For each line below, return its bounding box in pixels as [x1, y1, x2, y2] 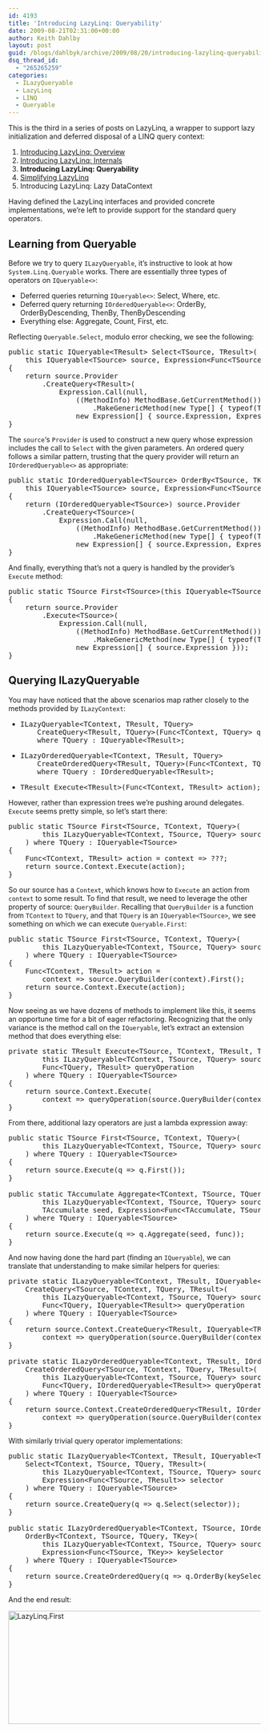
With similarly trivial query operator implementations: [8, 1435, 183, 1445]
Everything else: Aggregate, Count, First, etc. [19, 316, 169, 325]
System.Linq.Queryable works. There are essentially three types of [8, 266, 227, 277]
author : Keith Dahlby [8, 34, 81, 42]
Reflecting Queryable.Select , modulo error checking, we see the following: [8, 332, 255, 341]
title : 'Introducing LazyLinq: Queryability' [8, 19, 163, 27]
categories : [8, 71, 48, 79]
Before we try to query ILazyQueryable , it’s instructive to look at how [8, 258, 233, 268]
